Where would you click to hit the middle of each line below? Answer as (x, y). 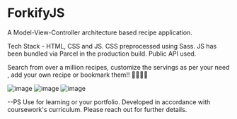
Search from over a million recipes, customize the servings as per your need (118, 67)
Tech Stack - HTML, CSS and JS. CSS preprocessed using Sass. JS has (112, 46)
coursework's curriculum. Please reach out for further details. (97, 109)
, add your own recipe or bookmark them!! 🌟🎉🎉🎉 (78, 75)
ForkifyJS (36, 13)
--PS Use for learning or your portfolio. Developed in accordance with (109, 102)
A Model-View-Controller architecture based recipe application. (100, 32)
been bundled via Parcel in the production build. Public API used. (102, 54)
